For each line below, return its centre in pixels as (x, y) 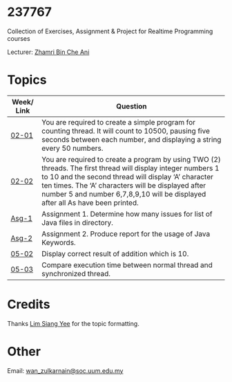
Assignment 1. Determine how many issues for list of (127, 214)
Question (132, 106)
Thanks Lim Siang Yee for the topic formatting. (73, 323)
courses (19, 38)
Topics (27, 80)
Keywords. (58, 242)
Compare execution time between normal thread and (127, 265)
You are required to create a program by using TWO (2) (131, 159)
